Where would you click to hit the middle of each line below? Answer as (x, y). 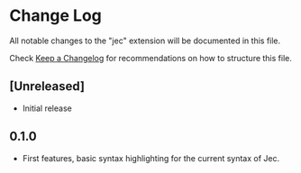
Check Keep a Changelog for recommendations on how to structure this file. (151, 58)
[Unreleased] (47, 86)
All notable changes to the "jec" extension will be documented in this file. (145, 41)
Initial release (47, 108)
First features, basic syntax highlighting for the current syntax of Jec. (151, 158)
